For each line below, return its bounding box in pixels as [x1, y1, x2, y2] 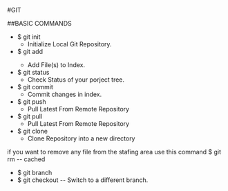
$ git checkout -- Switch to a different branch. [17, 176, 149, 184]
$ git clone [17, 127, 48, 135]
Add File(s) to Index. [27, 61, 85, 69]
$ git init [17, 33, 41, 41]
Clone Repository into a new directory [27, 134, 135, 143]
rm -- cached [7, 155, 46, 163]
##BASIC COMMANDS [7, 19, 72, 27]
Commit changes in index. [27, 90, 102, 98]
